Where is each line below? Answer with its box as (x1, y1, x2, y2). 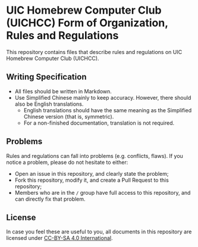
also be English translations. (14, 100, 84, 107)
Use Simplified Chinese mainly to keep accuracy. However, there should (14, 94, 191, 101)
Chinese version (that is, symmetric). (23, 113, 114, 120)
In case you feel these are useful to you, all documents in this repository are (6, 228, 192, 235)
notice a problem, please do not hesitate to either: (6, 159, 128, 166)
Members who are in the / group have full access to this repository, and (14, 189, 191, 196)
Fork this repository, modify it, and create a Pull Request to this (14, 176, 169, 183)
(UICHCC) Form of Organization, (6, 16, 168, 30)
